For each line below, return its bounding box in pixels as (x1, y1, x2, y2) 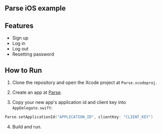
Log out (12, 46, 29, 52)
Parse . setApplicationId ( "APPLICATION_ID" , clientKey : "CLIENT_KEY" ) (5, 115, 153, 120)
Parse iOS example (5, 4, 66, 13)
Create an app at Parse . (12, 89, 62, 96)
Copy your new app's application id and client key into (12, 99, 126, 105)
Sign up (12, 35, 29, 41)
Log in (12, 40, 26, 46)
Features (5, 21, 34, 30)
